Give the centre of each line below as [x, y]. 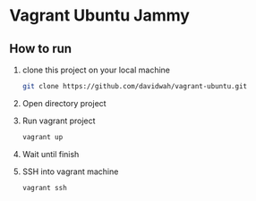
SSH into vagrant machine [70, 172]
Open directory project [64, 103]
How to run [41, 49]
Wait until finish [51, 154]
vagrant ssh [44, 188]
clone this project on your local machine [96, 70]
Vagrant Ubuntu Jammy [100, 16]
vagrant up [43, 137]
